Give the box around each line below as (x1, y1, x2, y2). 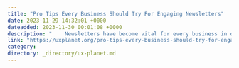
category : (7, 43, 37, 50)
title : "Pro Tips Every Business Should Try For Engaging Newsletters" (7, 10, 224, 18)
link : (7, 37, 23, 44)
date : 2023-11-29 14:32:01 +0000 (7, 17, 107, 24)
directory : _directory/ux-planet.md (7, 50, 116, 57)
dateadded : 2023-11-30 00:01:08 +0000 (7, 23, 122, 30)
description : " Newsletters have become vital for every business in (7, 30, 228, 38)
